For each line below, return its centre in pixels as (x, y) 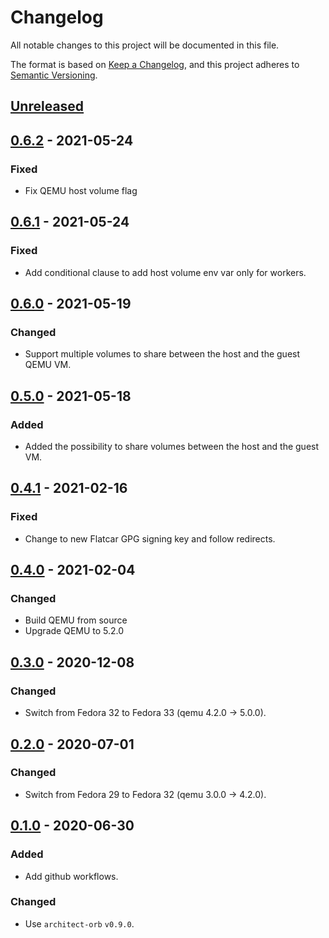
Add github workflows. (71, 876)
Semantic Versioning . (54, 75)
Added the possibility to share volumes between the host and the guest (172, 447)
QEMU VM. (48, 365)
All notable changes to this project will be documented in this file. (145, 45)
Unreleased (47, 106)
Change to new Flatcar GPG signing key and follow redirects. (150, 538)
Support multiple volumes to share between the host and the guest (162, 354)
